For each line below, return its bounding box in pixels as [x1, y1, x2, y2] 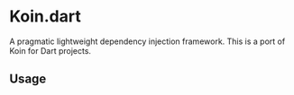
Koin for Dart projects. [9, 45, 92, 56]
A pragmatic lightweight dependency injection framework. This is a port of [9, 36, 286, 47]
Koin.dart [9, 6, 81, 27]
